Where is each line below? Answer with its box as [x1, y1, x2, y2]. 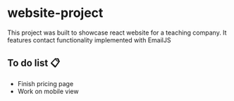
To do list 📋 [7, 57, 61, 69]
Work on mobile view [17, 87, 79, 95]
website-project [7, 5, 104, 21]
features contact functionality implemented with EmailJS [7, 35, 171, 44]
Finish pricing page [17, 79, 74, 88]
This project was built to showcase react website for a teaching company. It [7, 28, 227, 37]
